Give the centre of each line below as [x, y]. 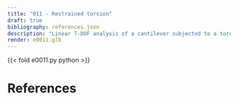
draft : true [25, 20]
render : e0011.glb [34, 40]
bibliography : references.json [53, 27]
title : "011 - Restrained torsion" [60, 14]
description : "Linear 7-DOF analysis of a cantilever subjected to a [112, 33]
